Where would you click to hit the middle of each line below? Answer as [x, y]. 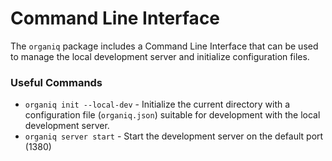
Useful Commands [56, 82]
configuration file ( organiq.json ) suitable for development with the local [172, 115]
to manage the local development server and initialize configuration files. [160, 56]
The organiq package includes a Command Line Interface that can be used [164, 46]
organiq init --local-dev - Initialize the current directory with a [157, 104]
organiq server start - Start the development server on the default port [174, 136]
